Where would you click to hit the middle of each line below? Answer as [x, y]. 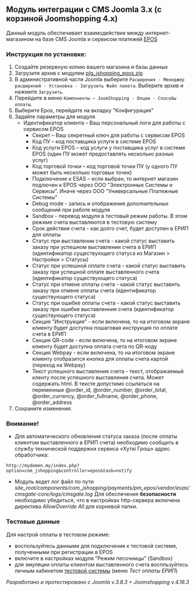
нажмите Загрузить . [39, 92]
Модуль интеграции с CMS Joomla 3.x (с [84, 10]
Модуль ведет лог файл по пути [54, 482]
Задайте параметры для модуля [55, 117]
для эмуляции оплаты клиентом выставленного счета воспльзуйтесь [101, 564]
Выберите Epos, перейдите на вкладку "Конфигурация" [84, 110]
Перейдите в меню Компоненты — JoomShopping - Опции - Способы [95, 98]
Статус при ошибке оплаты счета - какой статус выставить [106, 303]
